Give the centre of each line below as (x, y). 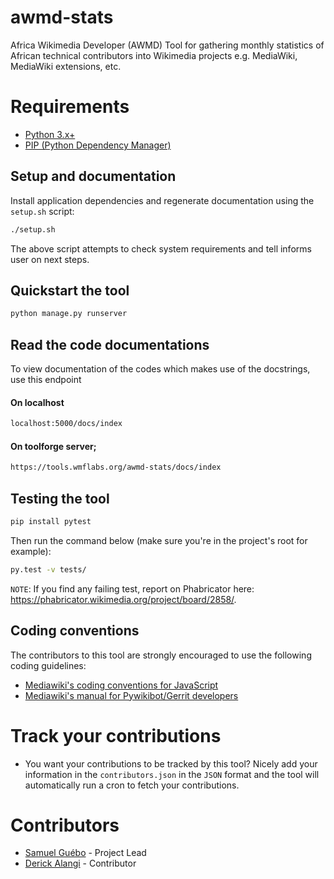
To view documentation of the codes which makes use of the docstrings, (160, 369)
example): (31, 551)
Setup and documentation (93, 176)
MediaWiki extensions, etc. (66, 66)
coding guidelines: (48, 665)
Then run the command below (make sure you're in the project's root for (159, 540)
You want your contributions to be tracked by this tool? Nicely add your (171, 763)
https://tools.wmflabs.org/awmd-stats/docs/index (116, 467)
